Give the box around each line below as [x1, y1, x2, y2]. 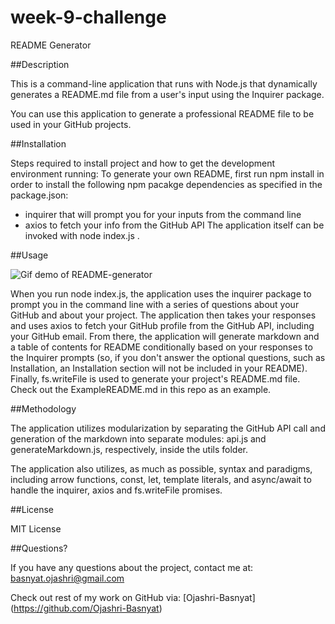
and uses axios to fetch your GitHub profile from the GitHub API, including [10, 319, 315, 331]
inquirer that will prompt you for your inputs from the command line [24, 208, 302, 220]
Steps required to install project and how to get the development [10, 157, 276, 169]
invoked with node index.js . [24, 229, 140, 241]
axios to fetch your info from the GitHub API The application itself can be [24, 219, 325, 231]
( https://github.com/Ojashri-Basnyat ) [10, 602, 163, 614]
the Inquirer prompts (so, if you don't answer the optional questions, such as [10, 351, 326, 363]
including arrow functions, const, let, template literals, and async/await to [10, 473, 312, 485]
